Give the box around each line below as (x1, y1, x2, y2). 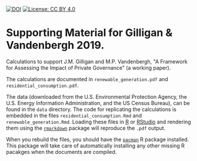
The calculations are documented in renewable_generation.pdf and (6, 75, 169, 82)
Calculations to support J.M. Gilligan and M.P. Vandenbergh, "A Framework (6, 58, 188, 65)
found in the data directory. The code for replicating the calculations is (6, 106, 176, 113)
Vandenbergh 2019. (6, 39, 105, 52)
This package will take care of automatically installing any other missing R (6, 142, 185, 149)
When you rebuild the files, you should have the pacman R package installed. (6, 136, 189, 143)
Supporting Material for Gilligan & (6, 26, 173, 39)
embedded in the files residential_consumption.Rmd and (6, 112, 142, 119)
